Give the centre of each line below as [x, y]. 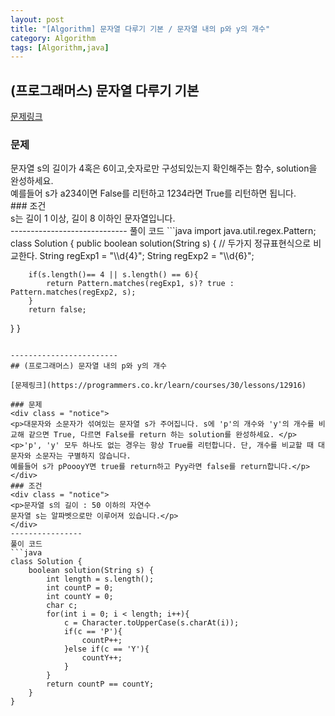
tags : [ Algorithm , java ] [60, 47]
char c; [62, 606]
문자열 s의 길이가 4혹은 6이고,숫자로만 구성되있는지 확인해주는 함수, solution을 [164, 168]
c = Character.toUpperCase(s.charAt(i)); [151, 623]
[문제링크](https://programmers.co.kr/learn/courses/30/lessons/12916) [158, 386]
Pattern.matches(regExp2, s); [73, 292]
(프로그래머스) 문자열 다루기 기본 [105, 90]
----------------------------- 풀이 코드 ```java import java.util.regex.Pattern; [163, 231]
